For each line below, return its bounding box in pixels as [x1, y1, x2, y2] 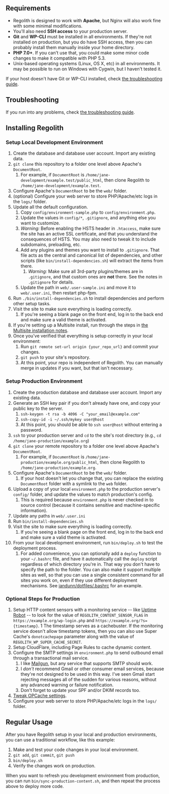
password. [20, 427, 43, 433]
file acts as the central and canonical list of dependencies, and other [20, 252, 163, 258]
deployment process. [13, 545, 57, 551]
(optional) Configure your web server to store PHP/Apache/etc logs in [13, 193, 158, 199]
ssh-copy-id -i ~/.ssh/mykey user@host [20, 417, 105, 422]
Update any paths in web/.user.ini [13, 512, 86, 519]
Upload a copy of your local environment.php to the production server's [13, 486, 160, 492]
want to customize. [20, 220, 60, 226]
